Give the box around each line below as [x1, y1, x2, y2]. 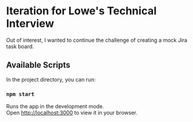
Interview [6, 17, 55, 30]
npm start [6, 90, 35, 98]
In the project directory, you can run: [6, 76, 96, 83]
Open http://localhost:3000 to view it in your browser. [6, 109, 138, 117]
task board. [6, 43, 35, 50]
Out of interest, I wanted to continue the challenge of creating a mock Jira [6, 36, 188, 43]
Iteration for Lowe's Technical [6, 4, 157, 18]
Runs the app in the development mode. [6, 103, 104, 110]
